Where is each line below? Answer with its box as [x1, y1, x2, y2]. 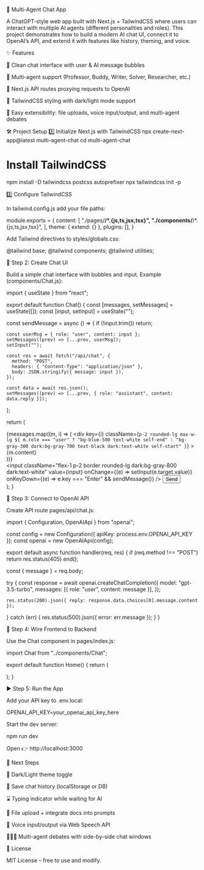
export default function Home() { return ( [6, 661, 109, 668]
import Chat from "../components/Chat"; [6, 649, 107, 656]
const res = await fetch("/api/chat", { [6, 353, 111, 359]
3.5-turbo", [6, 585, 34, 593]
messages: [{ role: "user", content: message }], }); [35, 585, 161, 593]
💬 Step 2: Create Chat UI [6, 258, 68, 266]
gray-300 [6, 443, 29, 449]
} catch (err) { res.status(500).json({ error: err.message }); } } [6, 614, 161, 621]
